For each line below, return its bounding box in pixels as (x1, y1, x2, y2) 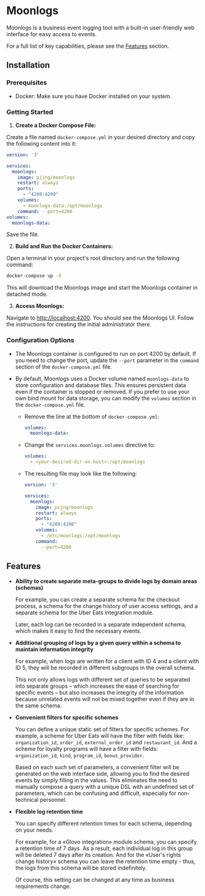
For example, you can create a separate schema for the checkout (15, 595, 180, 603)
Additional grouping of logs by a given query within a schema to (15, 639, 181, 646)
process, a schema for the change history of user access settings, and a (15, 602, 198, 609)
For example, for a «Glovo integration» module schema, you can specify (15, 838, 197, 845)
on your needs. (15, 826, 54, 834)
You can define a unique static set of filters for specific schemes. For (15, 725, 190, 732)
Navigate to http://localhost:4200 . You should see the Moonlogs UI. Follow (6, 314, 195, 322)
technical (15, 796, 39, 803)
